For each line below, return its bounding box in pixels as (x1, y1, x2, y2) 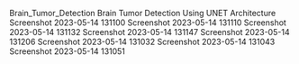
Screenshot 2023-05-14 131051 (9, 46, 126, 57)
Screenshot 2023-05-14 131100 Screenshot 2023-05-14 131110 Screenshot (9, 17, 286, 28)
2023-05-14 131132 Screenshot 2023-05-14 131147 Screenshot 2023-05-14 (9, 27, 290, 37)
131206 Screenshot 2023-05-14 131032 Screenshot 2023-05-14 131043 (9, 36, 276, 47)
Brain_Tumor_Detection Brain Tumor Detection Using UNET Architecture (9, 8, 276, 18)
